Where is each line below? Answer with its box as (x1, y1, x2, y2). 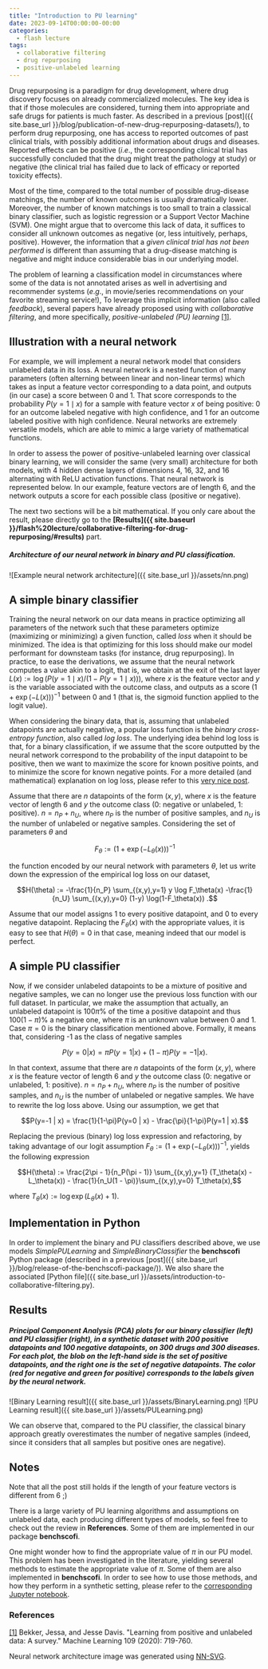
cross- (237, 725, 260, 734)
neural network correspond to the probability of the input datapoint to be (9, 751, 248, 759)
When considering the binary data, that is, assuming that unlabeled (9, 716, 230, 726)
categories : (9, 26, 49, 34)
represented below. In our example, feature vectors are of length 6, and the (9, 482, 256, 492)
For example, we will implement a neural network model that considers (9, 357, 242, 366)
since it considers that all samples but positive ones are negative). (9, 1437, 227, 1447)
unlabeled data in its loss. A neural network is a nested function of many (9, 364, 246, 374)
